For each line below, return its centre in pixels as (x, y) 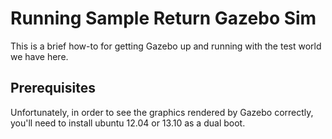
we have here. (39, 56)
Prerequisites (53, 88)
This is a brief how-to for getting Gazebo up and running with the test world (166, 46)
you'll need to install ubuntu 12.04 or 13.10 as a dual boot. (128, 123)
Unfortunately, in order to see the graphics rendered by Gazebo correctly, (162, 112)
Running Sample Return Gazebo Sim (163, 18)
